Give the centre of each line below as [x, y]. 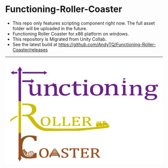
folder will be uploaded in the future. [50, 28]
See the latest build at [35, 44]
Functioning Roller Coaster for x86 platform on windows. [70, 34]
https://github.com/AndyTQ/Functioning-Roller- [107, 44]
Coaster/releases [30, 50]
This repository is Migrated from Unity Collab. [59, 39]
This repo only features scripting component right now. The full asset [83, 23]
